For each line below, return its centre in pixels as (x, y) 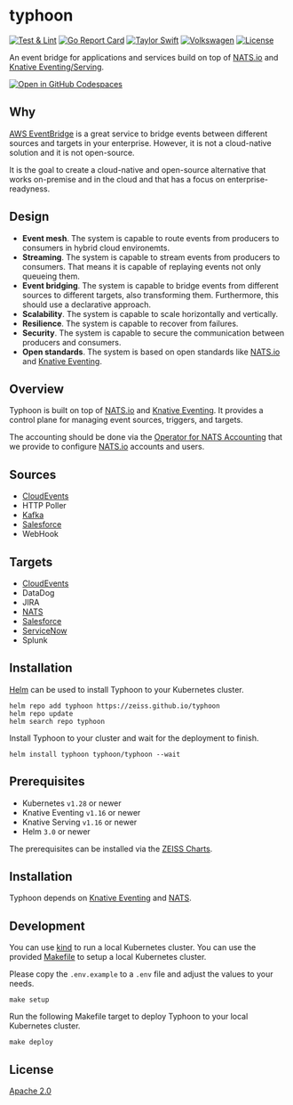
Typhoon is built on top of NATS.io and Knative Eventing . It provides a (136, 410)
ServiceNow (44, 630)
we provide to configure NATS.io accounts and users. (107, 447)
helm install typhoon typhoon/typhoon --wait (95, 754)
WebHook (40, 534)
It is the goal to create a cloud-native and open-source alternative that (138, 169)
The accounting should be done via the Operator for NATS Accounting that (146, 437)
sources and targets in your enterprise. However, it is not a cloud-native (141, 142)
